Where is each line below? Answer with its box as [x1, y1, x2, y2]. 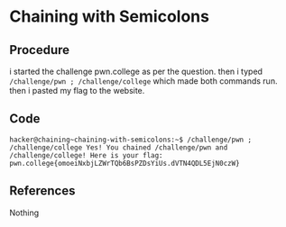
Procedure [9, 42, 70, 58]
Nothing [9, 207, 40, 218]
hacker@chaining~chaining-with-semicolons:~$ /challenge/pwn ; [9, 135, 253, 144]
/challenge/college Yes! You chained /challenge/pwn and [9, 142, 228, 152]
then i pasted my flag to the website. [9, 86, 145, 95]
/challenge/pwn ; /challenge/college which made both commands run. [9, 76, 278, 86]
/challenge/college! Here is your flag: [9, 150, 164, 159]
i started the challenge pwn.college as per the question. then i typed [9, 66, 263, 77]
